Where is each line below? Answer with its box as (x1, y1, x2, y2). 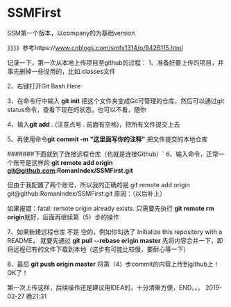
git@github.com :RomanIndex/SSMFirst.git (7, 166, 133, 175)
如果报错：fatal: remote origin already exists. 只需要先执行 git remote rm (7, 204, 214, 212)
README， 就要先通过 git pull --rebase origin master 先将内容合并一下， (7, 236, 217, 244)
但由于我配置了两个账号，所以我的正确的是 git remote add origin (7, 180, 191, 189)
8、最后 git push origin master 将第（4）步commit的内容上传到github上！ (7, 260, 220, 268)
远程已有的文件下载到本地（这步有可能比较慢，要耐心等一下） (12, 245, 189, 253)
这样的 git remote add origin (31, 158, 113, 166)
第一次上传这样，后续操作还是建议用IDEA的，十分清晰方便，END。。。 (7, 283, 205, 292)
